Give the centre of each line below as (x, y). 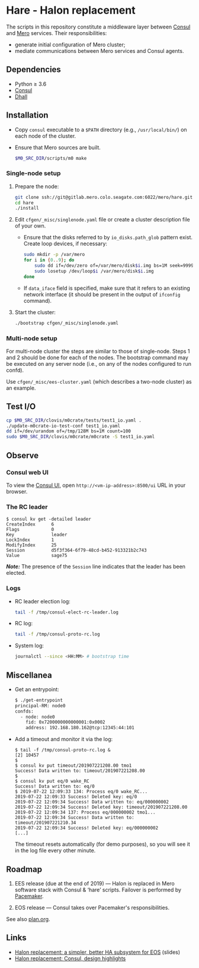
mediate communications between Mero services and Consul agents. (99, 50)
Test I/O (21, 407)
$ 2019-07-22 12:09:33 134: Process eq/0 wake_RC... (81, 792)
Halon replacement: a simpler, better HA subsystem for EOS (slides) (97, 952)
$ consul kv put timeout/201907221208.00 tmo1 (73, 766)
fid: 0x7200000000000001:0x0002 (65, 722)
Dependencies (33, 70)
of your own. (30, 226)
